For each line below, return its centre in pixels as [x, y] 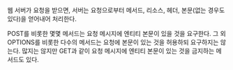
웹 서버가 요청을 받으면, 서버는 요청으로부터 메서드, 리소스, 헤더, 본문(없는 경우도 [116, 10]
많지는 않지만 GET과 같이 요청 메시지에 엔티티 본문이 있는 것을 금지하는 [118, 51]
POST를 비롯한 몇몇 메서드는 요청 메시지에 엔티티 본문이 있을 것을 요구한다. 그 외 [117, 34]
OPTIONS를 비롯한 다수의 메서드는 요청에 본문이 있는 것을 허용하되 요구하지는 [113, 42]
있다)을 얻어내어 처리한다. [42, 19]
